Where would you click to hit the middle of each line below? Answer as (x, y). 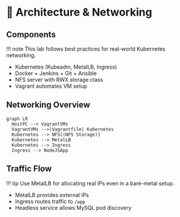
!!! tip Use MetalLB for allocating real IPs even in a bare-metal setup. (90, 183)
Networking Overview (48, 105)
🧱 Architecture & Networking (79, 12)
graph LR (17, 119)
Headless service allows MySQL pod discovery (73, 207)
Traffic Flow (29, 169)
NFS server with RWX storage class (59, 80)
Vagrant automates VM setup (51, 86)
